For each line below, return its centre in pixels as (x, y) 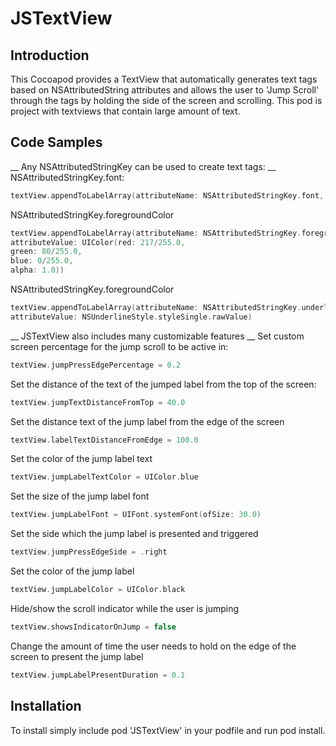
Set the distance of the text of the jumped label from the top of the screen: (163, 384)
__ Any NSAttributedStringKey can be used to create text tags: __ (143, 166)
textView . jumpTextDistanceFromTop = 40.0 (98, 402)
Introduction (50, 55)
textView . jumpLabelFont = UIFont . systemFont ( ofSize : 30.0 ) (136, 515)
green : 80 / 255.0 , (46, 252)
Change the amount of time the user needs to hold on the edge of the (153, 646)
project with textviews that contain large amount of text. (125, 111)
